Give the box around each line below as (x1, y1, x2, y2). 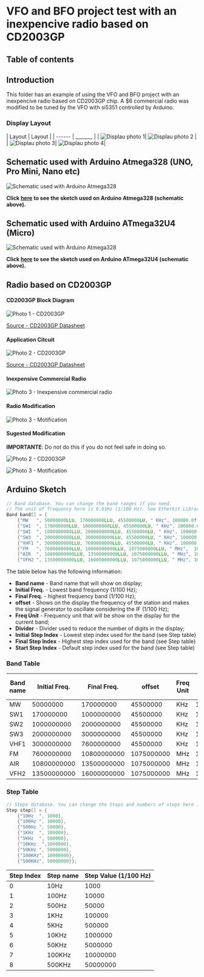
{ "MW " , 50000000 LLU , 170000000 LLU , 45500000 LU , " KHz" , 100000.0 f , (17, 517, 200, 523)
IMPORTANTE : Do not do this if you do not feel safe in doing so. (6, 443, 167, 451)
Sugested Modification (6, 430, 66, 437)
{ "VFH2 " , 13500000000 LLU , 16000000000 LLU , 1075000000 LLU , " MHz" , (17, 557, 191, 563)
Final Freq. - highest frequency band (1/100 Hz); (15, 593, 136, 600)
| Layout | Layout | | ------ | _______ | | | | (6, 132, 197, 140)
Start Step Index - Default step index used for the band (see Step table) (15, 644, 195, 652)
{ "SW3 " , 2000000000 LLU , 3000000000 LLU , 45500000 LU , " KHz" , (17, 534, 178, 540)
